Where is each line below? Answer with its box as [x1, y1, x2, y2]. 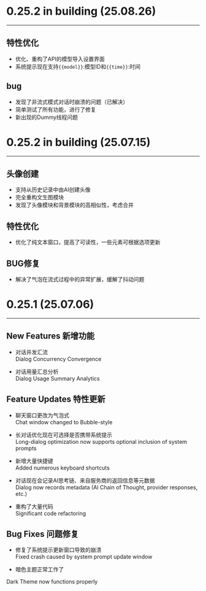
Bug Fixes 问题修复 [6, 528, 79, 539]
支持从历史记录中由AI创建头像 [15, 186, 91, 194]
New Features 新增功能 [6, 331, 95, 341]
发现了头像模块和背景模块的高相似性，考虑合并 [15, 201, 134, 209]
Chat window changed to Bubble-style [15, 418, 113, 425]
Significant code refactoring [15, 509, 86, 517]
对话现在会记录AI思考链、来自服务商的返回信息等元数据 [15, 476, 155, 484]
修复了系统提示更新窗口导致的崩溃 [15, 546, 102, 554]
